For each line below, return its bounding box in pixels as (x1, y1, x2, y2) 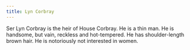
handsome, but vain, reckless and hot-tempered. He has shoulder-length (6, 31, 185, 38)
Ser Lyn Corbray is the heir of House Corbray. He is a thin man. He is (6, 25, 174, 32)
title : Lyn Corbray (6, 8, 55, 15)
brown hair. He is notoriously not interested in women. (6, 37, 138, 44)
